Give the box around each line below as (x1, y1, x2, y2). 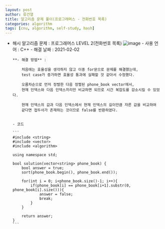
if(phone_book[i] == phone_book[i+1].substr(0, (30, 183, 131, 188)
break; (39, 196, 53, 201)
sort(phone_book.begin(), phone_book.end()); (21, 170, 118, 175)
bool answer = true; (21, 165, 64, 170)
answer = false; (39, 192, 73, 197)
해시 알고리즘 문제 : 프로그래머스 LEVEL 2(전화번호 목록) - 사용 (12, 40, 154, 46)
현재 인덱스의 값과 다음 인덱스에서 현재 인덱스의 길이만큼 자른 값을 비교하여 (21, 102, 157, 107)
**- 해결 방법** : (12, 57, 46, 62)
